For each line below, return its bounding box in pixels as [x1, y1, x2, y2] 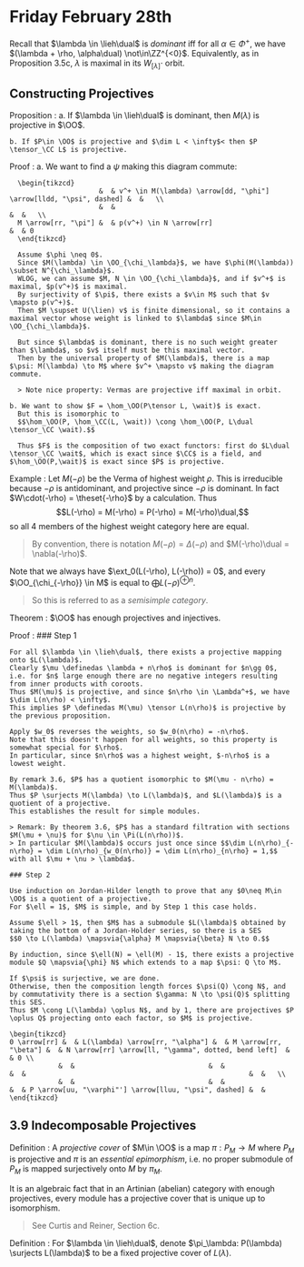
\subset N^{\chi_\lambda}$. [9, 266, 116, 276]
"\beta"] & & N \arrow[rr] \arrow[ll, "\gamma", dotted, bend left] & [9, 1045, 290, 1054]
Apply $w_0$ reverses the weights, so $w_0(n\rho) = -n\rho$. [9, 727, 250, 736]
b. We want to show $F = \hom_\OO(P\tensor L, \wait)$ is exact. [9, 402, 261, 411]
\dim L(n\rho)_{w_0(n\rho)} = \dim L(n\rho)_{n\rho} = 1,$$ [45, 846, 279, 856]
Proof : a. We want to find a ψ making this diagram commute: [9, 161, 238, 172]
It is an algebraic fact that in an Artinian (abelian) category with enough [9, 1183, 275, 1194]
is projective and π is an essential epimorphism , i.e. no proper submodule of [9, 1153, 293, 1165]
